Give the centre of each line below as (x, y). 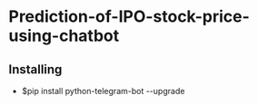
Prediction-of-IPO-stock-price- (129, 17)
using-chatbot (64, 36)
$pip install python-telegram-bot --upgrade (103, 91)
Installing (35, 69)
